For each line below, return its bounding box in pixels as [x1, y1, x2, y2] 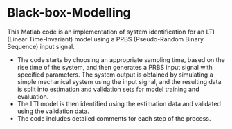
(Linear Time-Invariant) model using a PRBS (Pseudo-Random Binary [7, 34, 204, 43]
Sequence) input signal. [7, 42, 75, 50]
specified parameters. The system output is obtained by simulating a [17, 70, 213, 79]
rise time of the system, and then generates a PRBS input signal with [17, 63, 213, 71]
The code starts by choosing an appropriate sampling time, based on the [17, 55, 225, 63]
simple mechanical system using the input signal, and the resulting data [17, 77, 222, 86]
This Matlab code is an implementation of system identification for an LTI [7, 28, 215, 36]
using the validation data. [17, 107, 90, 115]
